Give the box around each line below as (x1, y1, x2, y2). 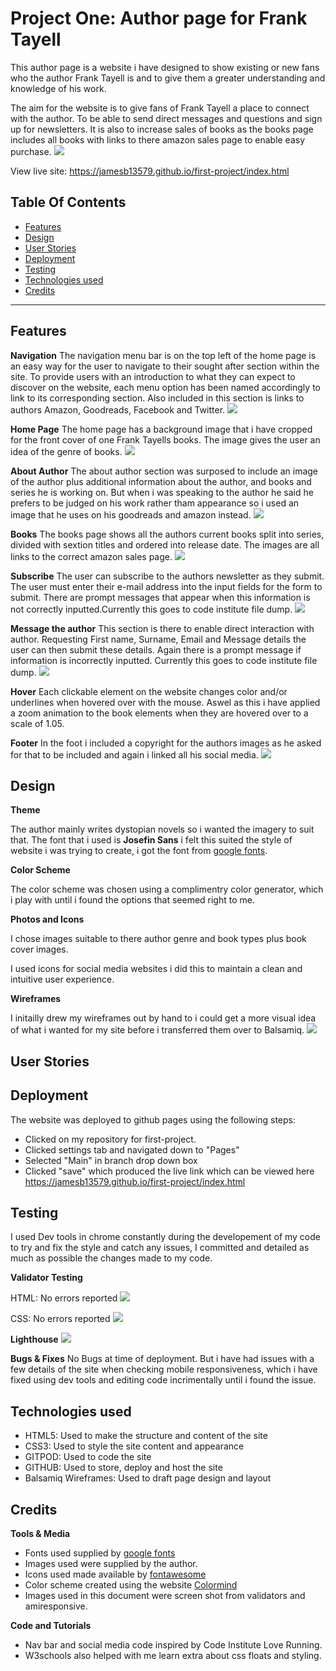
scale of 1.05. (10, 717, 65, 729)
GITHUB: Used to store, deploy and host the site (24, 1462, 223, 1474)
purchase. (10, 145, 52, 157)
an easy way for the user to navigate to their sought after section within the (10, 360, 320, 372)
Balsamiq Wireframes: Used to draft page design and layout (24, 1472, 272, 1484)
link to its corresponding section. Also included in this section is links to (10, 392, 305, 404)
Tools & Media (10, 1528, 71, 1540)
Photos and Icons (10, 913, 85, 926)
